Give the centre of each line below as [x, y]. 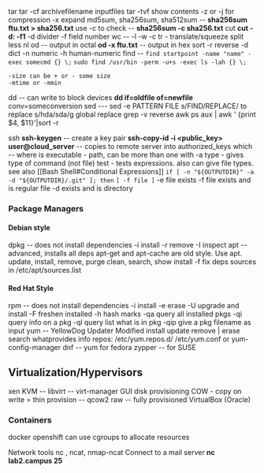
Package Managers [46, 208]
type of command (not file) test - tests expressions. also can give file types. [131, 163]
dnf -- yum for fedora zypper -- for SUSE [130, 348]
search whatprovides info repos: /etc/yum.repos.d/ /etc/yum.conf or [119, 339]
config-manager [35, 348]
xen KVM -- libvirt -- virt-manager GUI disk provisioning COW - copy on [125, 391]
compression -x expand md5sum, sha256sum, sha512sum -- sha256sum [128, 20]
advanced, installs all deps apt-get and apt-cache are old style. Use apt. [125, 253]
